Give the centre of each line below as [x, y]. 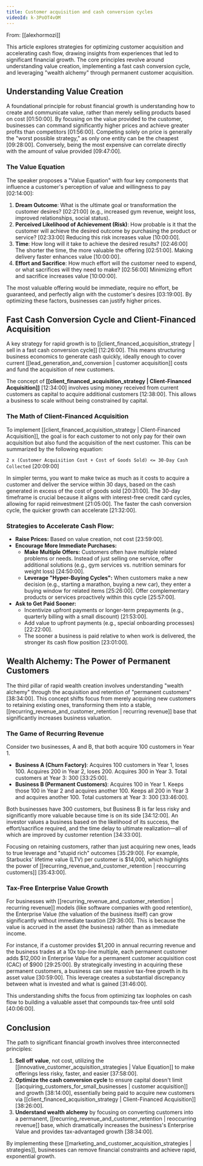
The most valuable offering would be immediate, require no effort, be [92, 288]
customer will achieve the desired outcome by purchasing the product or [106, 231]
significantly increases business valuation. [59, 718]
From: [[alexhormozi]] [33, 35]
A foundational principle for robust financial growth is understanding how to [101, 106]
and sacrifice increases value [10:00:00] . [66, 276]
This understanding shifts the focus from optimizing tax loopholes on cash [99, 996]
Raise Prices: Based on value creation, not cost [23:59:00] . [89, 539]
